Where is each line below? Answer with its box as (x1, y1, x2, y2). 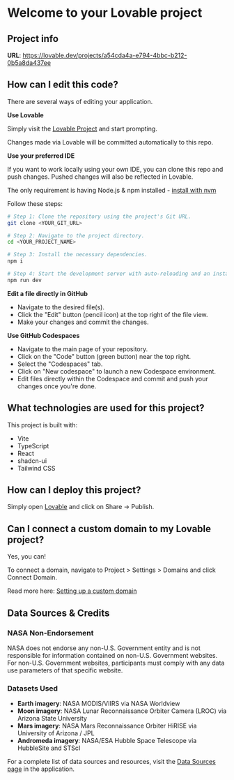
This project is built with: (7, 420, 78, 429)
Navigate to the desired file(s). (17, 302, 104, 311)
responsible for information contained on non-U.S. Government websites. (7, 651, 218, 659)
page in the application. (7, 765, 75, 773)
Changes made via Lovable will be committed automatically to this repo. (7, 138, 214, 146)
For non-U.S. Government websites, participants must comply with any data (7, 658, 225, 667)
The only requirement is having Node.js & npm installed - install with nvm (7, 186, 217, 194)
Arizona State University (17, 714, 87, 723)
